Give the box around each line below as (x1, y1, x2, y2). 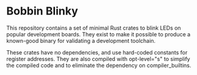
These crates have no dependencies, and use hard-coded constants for (6, 48, 188, 56)
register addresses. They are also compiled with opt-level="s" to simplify (6, 55, 191, 62)
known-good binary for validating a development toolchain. (6, 37, 156, 44)
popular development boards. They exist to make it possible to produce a (6, 30, 191, 37)
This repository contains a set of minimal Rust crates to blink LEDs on (6, 24, 182, 31)
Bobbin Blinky (6, 4, 78, 18)
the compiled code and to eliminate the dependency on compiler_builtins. (6, 62, 191, 69)
